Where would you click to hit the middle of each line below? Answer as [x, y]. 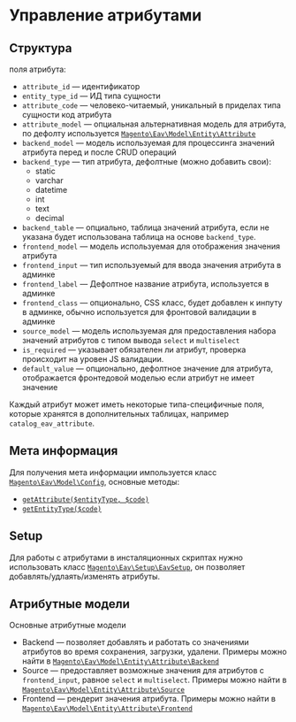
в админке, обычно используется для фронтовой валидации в [139, 312]
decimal [49, 218]
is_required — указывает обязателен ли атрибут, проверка [134, 349]
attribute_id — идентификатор [81, 86]
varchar [49, 180]
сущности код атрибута [67, 115]
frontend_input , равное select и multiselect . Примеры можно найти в [154, 680]
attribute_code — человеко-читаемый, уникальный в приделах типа [151, 105]
